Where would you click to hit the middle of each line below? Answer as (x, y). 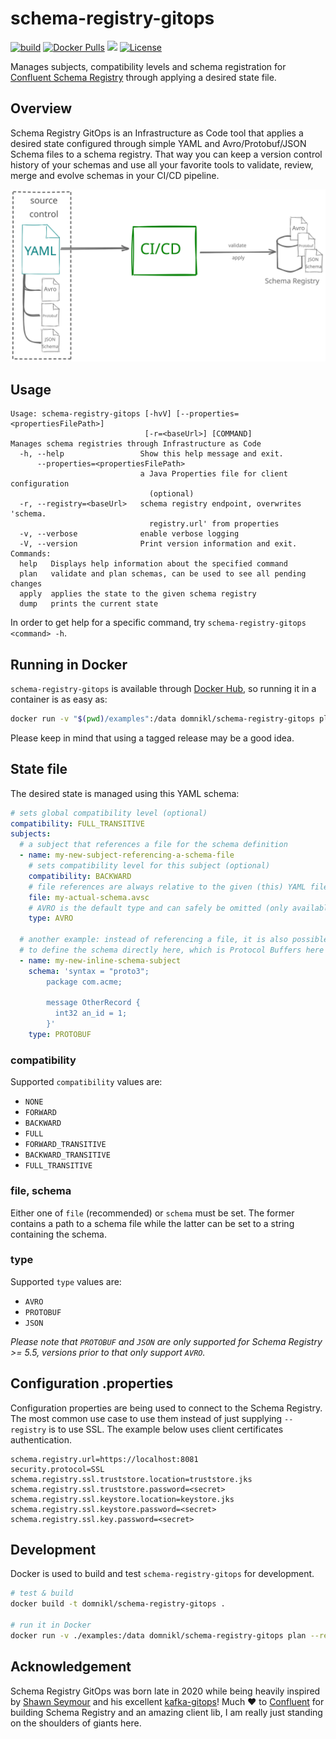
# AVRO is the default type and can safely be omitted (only (158, 908)
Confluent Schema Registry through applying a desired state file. (143, 77)
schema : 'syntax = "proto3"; (89, 971)
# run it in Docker (51, 1625)
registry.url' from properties (214, 524)
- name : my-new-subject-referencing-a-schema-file (127, 855)
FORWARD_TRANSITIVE (65, 1145)
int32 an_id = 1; (91, 1013)
